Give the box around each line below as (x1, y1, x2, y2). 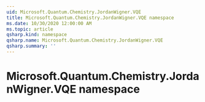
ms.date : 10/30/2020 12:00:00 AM (6, 20, 92, 26)
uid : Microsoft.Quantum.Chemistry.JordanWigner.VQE (6, 9, 141, 15)
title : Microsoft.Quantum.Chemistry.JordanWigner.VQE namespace (6, 15, 174, 21)
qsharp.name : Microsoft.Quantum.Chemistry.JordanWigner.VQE (6, 37, 164, 43)
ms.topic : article (6, 26, 53, 32)
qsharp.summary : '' (6, 43, 56, 49)
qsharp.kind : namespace (6, 32, 68, 38)
